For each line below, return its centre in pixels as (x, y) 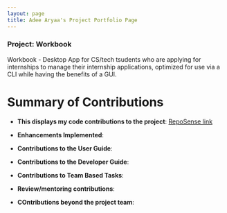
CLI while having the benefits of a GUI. (62, 74)
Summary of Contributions (85, 102)
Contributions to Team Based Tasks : (70, 175)
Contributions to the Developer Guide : (73, 162)
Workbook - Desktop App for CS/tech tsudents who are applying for (104, 59)
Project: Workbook (39, 44)
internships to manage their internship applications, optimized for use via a (113, 67)
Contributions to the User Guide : (65, 148)
